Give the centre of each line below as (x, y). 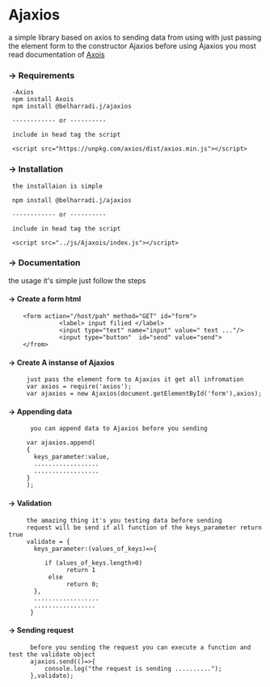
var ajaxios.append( (61, 443)
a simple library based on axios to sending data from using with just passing (135, 37)
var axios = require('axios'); (79, 387)
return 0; (82, 584)
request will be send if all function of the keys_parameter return (144, 528)
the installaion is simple (57, 186)
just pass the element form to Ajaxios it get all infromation (135, 380)
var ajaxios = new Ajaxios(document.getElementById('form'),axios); (144, 394)
